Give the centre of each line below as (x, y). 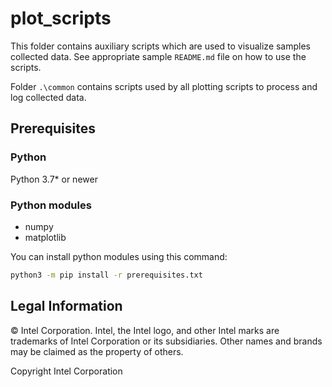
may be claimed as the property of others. (97, 351)
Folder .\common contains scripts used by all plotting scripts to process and (164, 86)
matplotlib (45, 237)
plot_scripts (61, 18)
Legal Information (66, 306)
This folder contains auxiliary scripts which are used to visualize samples (161, 46)
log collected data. (48, 97)
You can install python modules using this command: (119, 256)
